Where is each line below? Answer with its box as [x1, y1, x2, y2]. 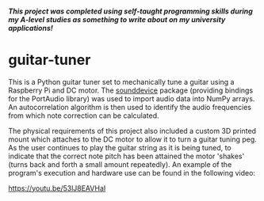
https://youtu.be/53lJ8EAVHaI [8, 183, 106, 193]
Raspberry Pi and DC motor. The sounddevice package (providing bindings [8, 85, 254, 95]
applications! [8, 23, 53, 32]
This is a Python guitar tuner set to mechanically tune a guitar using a [8, 77, 235, 86]
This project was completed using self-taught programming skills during [8, 6, 254, 16]
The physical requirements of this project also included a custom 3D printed [8, 126, 256, 135]
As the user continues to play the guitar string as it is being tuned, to [8, 142, 231, 152]
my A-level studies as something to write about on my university [8, 14, 226, 24]
